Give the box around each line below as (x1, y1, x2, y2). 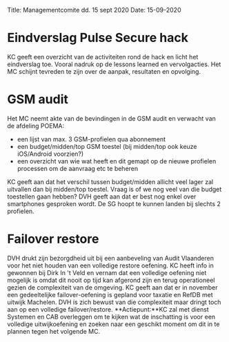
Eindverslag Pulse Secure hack (7, 30, 188, 46)
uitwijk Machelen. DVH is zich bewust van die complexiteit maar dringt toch (7, 298, 221, 306)
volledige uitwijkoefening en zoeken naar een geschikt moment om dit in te (7, 320, 220, 328)
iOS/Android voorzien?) (17, 150, 84, 158)
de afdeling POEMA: (7, 121, 65, 130)
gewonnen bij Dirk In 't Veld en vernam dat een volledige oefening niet (7, 268, 207, 276)
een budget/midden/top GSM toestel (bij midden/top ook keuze (17, 142, 198, 150)
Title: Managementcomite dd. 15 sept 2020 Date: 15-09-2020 (7, 6, 181, 14)
